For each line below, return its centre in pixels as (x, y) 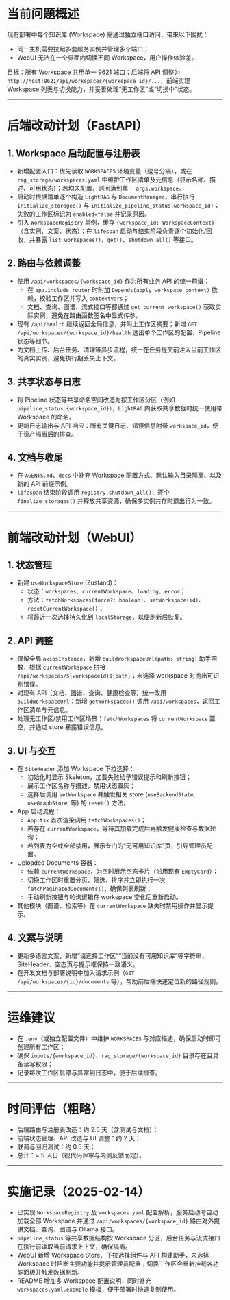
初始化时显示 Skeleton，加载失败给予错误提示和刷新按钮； (109, 777)
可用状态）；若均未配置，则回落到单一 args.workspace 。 (107, 188)
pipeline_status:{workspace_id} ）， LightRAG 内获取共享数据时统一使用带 (119, 408)
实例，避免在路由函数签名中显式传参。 (87, 315)
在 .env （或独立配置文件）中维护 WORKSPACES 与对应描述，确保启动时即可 (119, 1038)
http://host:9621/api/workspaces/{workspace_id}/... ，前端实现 (99, 80)
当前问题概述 (43, 14)
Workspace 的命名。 (46, 417)
